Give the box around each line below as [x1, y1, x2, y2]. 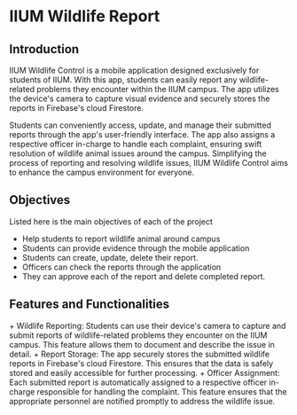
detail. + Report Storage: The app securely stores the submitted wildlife [9, 348, 270, 359]
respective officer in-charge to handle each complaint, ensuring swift [9, 139, 262, 149]
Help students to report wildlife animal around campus [21, 233, 221, 244]
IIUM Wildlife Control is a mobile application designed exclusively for [9, 65, 260, 75]
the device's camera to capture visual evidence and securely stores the [9, 93, 270, 104]
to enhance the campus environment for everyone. [9, 167, 195, 177]
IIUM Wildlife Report [9, 6, 160, 27]
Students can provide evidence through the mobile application [21, 242, 250, 254]
